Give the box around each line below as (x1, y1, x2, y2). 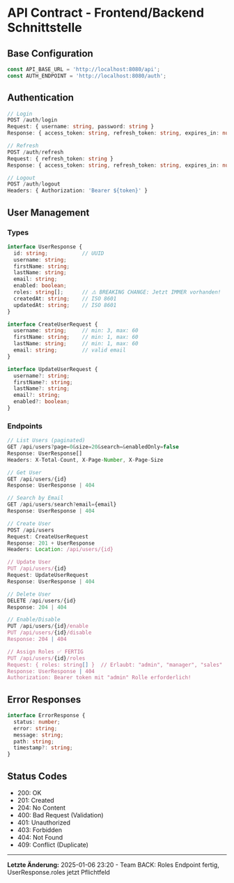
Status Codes (7, 770, 68, 782)
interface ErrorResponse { (7, 712, 86, 719)
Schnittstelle (7, 20, 82, 36)
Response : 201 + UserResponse (7, 539, 95, 547)
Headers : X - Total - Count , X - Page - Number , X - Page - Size (7, 456, 164, 463)
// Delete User (7, 591, 52, 598)
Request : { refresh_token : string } (7, 155, 114, 162)
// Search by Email (7, 495, 64, 501)
